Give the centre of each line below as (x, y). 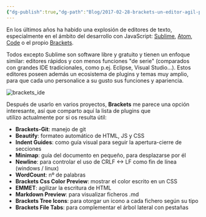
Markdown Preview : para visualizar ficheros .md (77, 194)
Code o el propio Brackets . (40, 42)
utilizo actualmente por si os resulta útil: (57, 117)
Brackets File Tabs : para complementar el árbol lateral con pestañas (102, 207)
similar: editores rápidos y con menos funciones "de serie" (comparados (98, 61)
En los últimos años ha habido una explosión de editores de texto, (89, 29)
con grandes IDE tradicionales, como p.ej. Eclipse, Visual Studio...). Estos (99, 67)
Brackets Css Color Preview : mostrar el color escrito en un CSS (96, 181)
